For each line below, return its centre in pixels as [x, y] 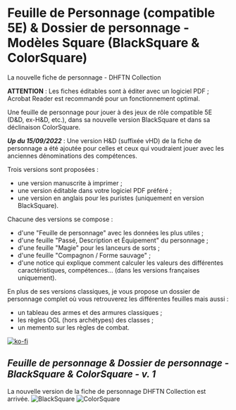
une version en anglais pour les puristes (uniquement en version [111, 198]
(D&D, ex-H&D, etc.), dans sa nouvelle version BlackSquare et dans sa [108, 119]
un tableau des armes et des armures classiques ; [90, 312]
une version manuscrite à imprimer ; [70, 183]
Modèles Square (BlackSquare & [104, 43]
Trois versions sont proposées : [53, 169]
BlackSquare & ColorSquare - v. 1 [82, 374]
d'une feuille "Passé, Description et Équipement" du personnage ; [113, 240]
